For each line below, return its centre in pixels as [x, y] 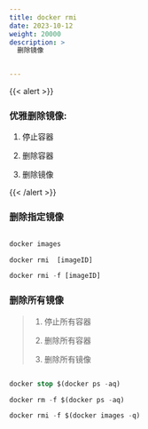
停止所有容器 [67, 322]
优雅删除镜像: [38, 116]
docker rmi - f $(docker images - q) [75, 416]
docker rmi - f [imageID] [55, 276]
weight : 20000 [35, 34]
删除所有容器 [67, 340]
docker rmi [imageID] [51, 260]
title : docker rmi [43, 17]
